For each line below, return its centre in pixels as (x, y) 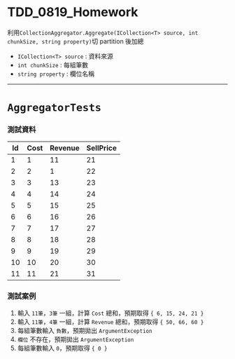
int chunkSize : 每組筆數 (53, 65)
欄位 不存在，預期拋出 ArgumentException (76, 339)
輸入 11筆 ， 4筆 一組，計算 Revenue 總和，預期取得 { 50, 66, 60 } (111, 321)
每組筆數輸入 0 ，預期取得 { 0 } (62, 348)
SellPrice (101, 148)
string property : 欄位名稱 (56, 74)
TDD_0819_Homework (73, 12)
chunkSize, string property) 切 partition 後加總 (76, 41)
